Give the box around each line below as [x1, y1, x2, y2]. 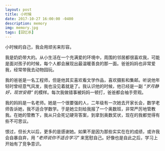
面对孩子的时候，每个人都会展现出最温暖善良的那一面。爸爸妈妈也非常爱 [9, 61, 156, 66]
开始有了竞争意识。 [5, 141, 44, 147]
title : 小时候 [5, 12, 32, 17]
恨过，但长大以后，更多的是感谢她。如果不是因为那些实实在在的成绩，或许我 [5, 128, 160, 134]
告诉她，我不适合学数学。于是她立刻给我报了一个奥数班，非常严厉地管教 [9, 106, 156, 112]
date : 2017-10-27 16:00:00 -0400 [5, 16, 74, 21]
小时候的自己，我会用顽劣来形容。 [5, 44, 74, 50]
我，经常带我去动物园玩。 [5, 67, 57, 73]
